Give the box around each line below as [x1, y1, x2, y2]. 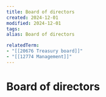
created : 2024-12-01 [6, 15, 59, 21]
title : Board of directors [6, 8, 75, 15]
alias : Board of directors [6, 32, 75, 38]
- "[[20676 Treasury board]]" [6, 48, 83, 55]
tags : [6, 25, 20, 32]
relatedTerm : [6, 42, 40, 48]
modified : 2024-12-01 [6, 20, 62, 26]
